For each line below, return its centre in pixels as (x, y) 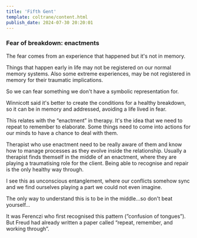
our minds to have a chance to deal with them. (62, 133)
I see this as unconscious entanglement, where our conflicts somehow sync (98, 181)
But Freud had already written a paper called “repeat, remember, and (90, 222)
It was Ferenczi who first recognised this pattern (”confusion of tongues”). (96, 216)
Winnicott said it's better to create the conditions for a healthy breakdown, (96, 103)
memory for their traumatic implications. (55, 80)
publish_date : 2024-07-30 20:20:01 (50, 22)
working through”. (28, 229)
